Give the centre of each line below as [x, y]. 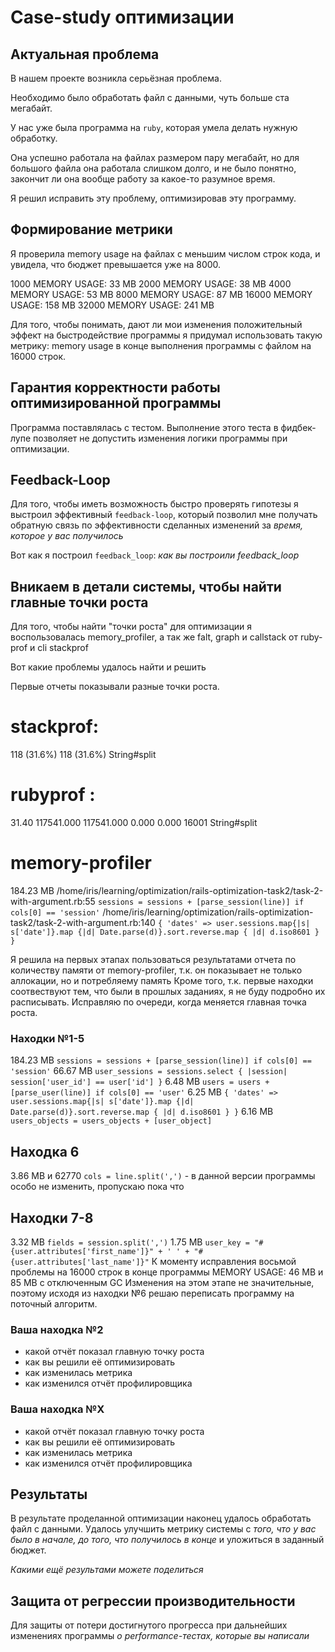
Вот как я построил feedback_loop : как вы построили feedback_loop [155, 555]
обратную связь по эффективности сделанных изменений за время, [156, 525]
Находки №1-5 [47, 1038]
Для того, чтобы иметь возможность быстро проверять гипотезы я [154, 504]
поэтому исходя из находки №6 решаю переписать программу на [152, 1293]
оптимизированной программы [116, 403]
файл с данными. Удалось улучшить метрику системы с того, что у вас [163, 1529]
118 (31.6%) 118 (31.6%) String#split [83, 755]
